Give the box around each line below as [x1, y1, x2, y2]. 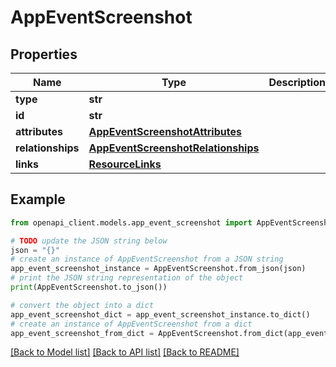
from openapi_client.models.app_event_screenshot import [10, 217, 253, 228]
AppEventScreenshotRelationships [88, 141, 260, 155]
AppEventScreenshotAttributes [88, 125, 242, 138]
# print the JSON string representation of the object [10, 273, 244, 283]
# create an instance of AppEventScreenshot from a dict [10, 319, 253, 329]
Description [268, 76, 326, 89]
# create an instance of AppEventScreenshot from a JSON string [10, 254, 284, 265]
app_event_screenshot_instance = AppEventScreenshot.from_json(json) [10, 264, 307, 274]
